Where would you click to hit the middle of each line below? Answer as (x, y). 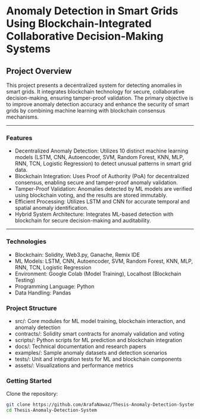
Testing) (25, 280)
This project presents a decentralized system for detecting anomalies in (94, 85)
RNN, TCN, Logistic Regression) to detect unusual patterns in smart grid (103, 164)
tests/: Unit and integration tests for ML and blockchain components (98, 359)
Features (19, 138)
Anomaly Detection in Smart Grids (92, 11)
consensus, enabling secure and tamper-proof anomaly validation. (96, 182)
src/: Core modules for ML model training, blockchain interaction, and (100, 321)
